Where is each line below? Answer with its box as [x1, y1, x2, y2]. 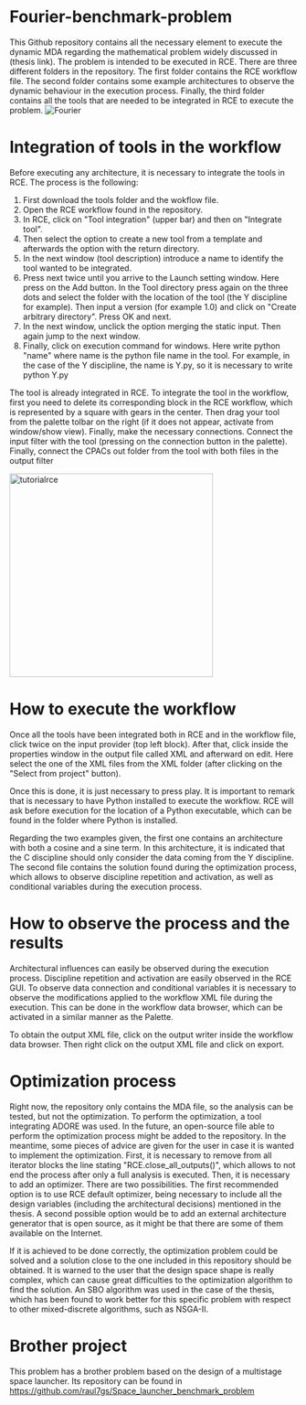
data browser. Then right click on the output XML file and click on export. [9, 1038, 285, 1049]
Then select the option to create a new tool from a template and [22, 233, 263, 244]
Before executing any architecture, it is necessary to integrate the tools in [9, 166, 285, 177]
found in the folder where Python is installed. [9, 814, 178, 825]
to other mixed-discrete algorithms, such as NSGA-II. [9, 1303, 209, 1314]
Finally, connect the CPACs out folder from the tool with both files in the [9, 445, 279, 456]
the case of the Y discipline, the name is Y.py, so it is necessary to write [22, 359, 293, 370]
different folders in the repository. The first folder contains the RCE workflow [9, 66, 298, 77]
